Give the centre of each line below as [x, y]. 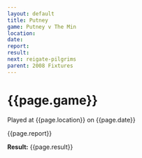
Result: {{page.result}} [40, 147]
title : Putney [28, 20]
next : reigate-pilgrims [42, 59]
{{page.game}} [52, 100]
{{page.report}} [30, 133]
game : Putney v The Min [42, 27]
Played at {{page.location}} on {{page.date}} [71, 120]
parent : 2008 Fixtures [40, 66]
